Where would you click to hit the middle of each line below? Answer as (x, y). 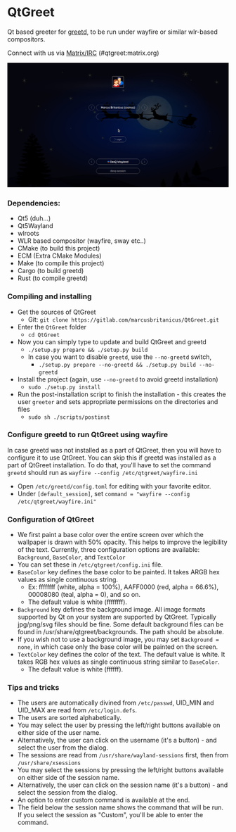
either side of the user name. (59, 733)
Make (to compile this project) (61, 263)
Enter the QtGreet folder (52, 327)
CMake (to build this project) (59, 248)
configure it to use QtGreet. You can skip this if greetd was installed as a (112, 458)
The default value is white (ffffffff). (78, 602)
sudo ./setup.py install (64, 387)
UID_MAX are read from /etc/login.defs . (77, 710)
